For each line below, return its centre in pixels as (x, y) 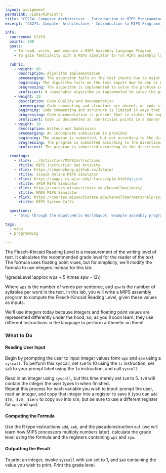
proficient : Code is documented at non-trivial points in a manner (89, 120)
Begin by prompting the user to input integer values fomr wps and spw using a (83, 358)
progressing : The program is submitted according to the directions (90, 142)
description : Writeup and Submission (57, 129)
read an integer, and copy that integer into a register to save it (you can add (81, 394)
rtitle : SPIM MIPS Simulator (48, 183)
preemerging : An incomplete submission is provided (72, 133)
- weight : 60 (27, 69)
